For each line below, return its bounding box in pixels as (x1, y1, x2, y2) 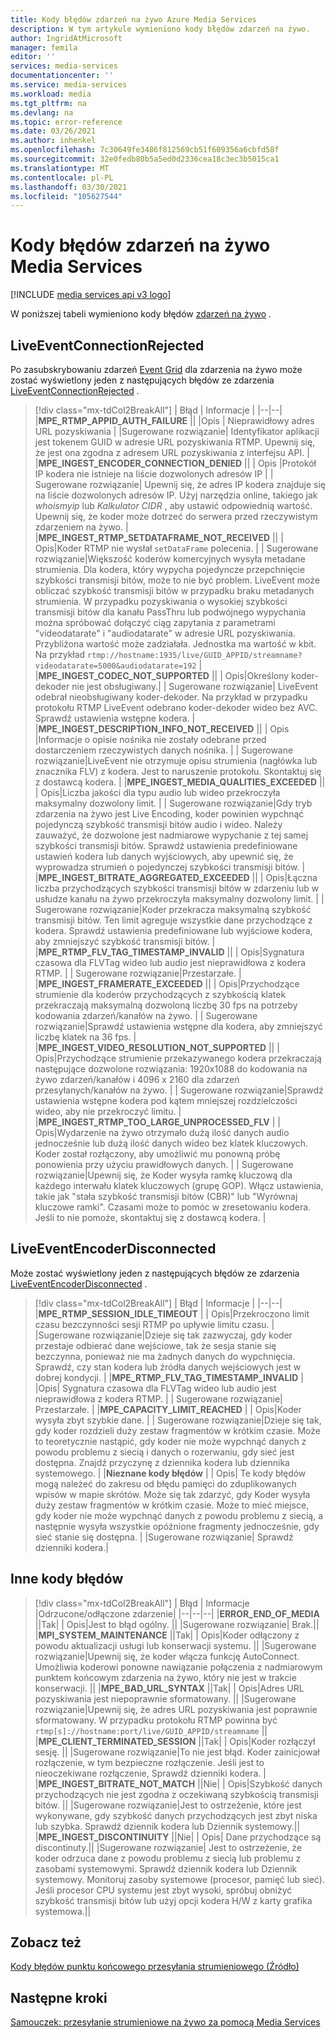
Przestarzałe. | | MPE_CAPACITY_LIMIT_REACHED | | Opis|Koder (34, 1403, 302, 1415)
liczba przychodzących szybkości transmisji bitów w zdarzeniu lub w (34, 882, 320, 894)
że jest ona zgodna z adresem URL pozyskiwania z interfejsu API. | (34, 447, 310, 458)
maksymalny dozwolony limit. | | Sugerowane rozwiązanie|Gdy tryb (34, 797, 313, 809)
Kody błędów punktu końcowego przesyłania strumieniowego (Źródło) (10, 1961, 300, 1973)
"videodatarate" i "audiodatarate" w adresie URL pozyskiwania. (34, 627, 296, 639)
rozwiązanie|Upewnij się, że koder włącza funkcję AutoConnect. (34, 1650, 300, 1662)
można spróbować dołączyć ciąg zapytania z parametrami (34, 617, 276, 628)
